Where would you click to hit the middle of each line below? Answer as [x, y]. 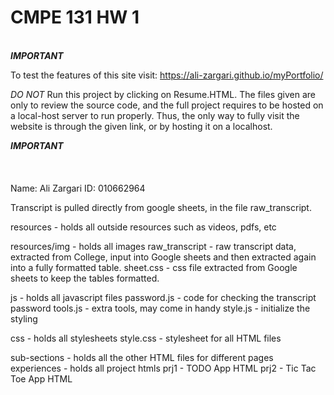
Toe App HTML [41, 378]
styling [24, 318]
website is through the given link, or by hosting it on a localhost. [141, 126]
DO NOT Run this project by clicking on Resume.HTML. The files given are [163, 94]
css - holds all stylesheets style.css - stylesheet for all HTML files [146, 338]
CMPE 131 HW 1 [75, 17]
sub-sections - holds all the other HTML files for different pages [142, 357]
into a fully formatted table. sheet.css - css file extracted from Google [154, 267]
